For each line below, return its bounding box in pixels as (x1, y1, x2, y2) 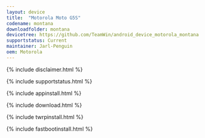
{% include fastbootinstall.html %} (6, 125, 93, 132)
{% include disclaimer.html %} (6, 66, 83, 73)
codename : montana (6, 20, 53, 26)
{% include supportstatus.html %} (6, 77, 93, 85)
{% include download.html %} (6, 101, 82, 109)
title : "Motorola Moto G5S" (6, 15, 81, 21)
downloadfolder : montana (6, 26, 70, 33)
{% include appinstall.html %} (6, 90, 82, 97)
